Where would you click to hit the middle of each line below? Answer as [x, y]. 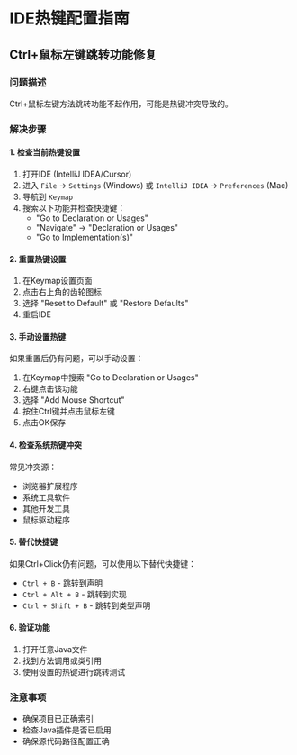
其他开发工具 [46, 508]
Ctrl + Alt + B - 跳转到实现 [75, 594]
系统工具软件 [46, 497]
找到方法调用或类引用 [62, 661]
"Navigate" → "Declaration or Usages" [107, 227]
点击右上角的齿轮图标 [62, 292]
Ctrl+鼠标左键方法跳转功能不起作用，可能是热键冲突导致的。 [121, 104]
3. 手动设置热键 [38, 337]
